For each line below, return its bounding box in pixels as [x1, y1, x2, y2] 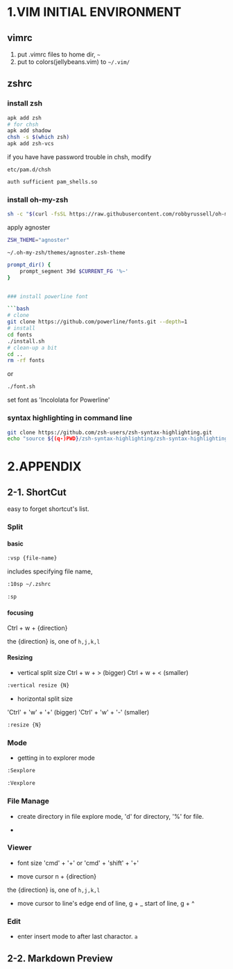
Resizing [7, 653, 33, 661]
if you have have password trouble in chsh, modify [7, 153, 152, 161]
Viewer [7, 842, 33, 852]
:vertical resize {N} [7, 682, 70, 689]
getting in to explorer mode [17, 754, 95, 762]
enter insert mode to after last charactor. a [17, 932, 138, 940]
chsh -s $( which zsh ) [7, 133, 70, 141]
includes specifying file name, [7, 567, 93, 576]
